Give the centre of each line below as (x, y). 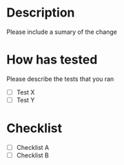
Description (41, 13)
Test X (25, 92)
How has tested (52, 60)
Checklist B (32, 155)
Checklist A (33, 147)
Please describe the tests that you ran (60, 79)
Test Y (25, 100)
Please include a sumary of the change (62, 32)
